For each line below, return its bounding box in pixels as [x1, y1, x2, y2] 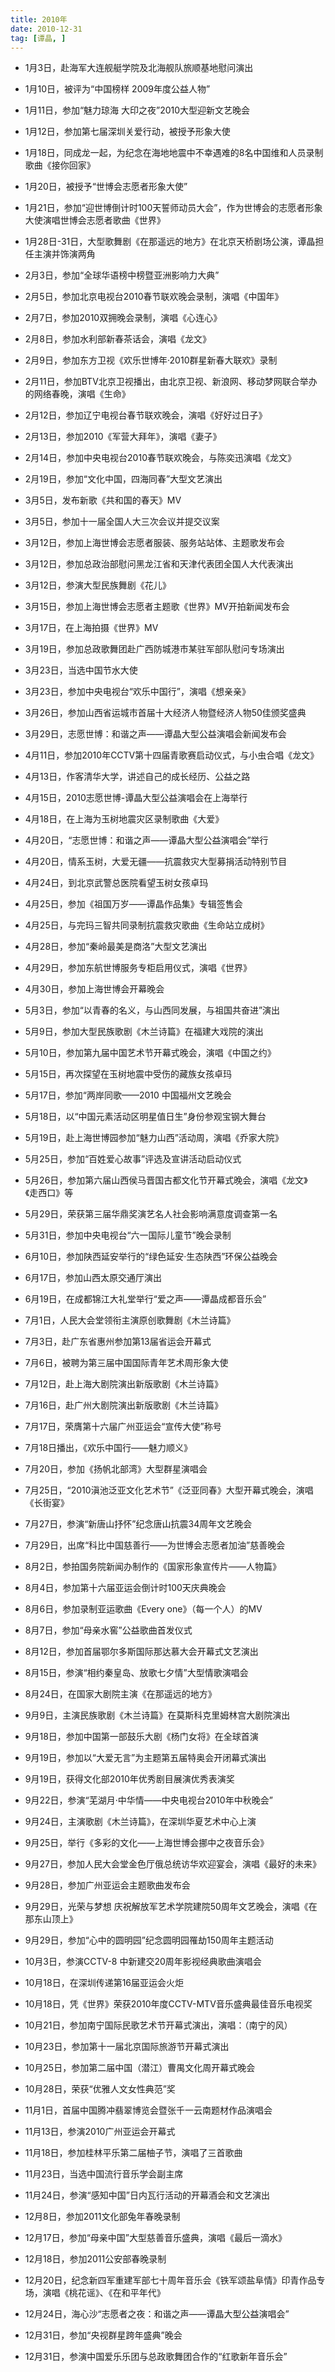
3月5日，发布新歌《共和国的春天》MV [24, 494, 182, 506]
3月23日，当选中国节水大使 [24, 664, 138, 676]
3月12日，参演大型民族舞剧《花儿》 [24, 579, 172, 591]
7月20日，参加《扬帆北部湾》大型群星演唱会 [24, 1463, 208, 1475]
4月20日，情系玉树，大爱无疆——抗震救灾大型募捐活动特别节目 [24, 856, 288, 868]
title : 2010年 [10, 14, 68, 25]
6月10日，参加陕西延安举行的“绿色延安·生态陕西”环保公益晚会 [24, 1251, 278, 1263]
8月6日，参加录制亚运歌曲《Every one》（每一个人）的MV [24, 1603, 263, 1615]
